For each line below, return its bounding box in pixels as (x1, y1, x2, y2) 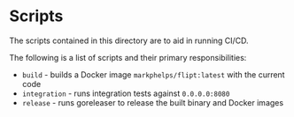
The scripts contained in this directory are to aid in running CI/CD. (9, 35, 250, 46)
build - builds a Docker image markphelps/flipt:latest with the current (21, 69, 285, 80)
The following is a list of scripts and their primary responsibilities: (9, 52, 247, 62)
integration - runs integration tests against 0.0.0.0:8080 (21, 88, 230, 99)
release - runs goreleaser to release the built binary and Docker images (21, 97, 284, 107)
